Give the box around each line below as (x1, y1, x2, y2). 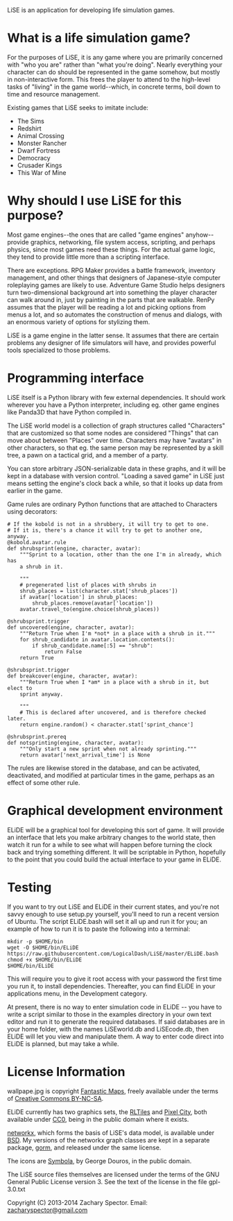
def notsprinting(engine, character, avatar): (7, 739, 144, 746)
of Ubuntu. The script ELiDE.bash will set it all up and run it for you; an (7, 917, 208, 925)
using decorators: (7, 507, 58, 516)
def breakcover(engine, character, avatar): (7, 673, 138, 680)
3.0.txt (7, 1185, 26, 1193)
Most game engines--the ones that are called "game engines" (7, 230, 184, 239)
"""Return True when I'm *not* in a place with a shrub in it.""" (19, 630, 216, 637)
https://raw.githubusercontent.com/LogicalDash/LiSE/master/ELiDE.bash (7, 950, 218, 957)
